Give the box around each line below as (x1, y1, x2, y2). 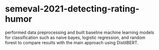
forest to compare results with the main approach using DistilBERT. (5, 39, 139, 45)
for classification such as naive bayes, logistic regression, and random (5, 35, 145, 40)
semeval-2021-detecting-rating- (5, 3, 140, 14)
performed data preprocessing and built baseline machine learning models (5, 29, 154, 35)
